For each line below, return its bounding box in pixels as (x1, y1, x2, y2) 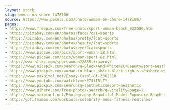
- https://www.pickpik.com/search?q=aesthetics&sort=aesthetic (5, 83, 142, 88)
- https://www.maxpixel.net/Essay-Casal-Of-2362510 (5, 74, 116, 79)
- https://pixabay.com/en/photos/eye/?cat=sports (5, 45, 112, 50)
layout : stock (5, 7, 35, 13)
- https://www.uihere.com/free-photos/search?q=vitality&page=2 (5, 87, 144, 93)
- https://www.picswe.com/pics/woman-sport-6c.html (5, 54, 116, 60)
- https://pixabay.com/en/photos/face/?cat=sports (5, 31, 114, 36)
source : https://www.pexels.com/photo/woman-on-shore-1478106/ (5, 17, 142, 22)
